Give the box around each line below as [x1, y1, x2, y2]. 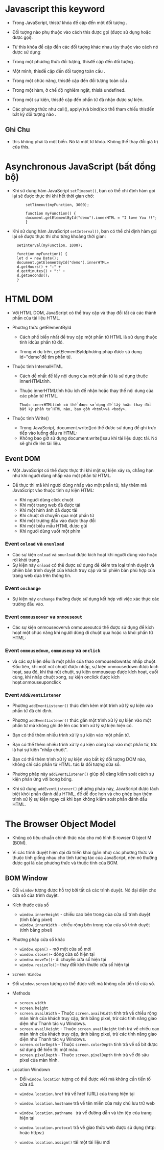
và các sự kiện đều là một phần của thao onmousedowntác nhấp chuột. [12, 658, 157, 664]
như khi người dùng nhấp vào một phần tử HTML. [12, 472, 112, 479]
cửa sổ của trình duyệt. [12, 892, 59, 898]
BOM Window [5, 874, 48, 883]
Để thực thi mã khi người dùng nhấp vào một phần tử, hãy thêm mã [12, 482, 147, 488]
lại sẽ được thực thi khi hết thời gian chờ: [12, 193, 94, 199]
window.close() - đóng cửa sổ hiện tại [19, 951, 95, 957]
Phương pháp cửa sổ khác [12, 936, 65, 942]
